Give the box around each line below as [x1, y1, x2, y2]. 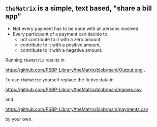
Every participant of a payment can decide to [12, 30, 108, 37]
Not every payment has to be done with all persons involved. [12, 25, 140, 31]
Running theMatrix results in [5, 57, 65, 63]
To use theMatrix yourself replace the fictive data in [5, 76, 114, 83]
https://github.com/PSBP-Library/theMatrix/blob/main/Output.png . [5, 67, 146, 73]
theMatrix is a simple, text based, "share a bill [5, 4, 152, 13]
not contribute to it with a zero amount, [20, 36, 102, 42]
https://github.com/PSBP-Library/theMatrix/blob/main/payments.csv [5, 106, 148, 112]
